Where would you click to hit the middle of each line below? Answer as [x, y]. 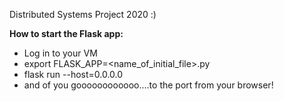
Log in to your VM [60, 53]
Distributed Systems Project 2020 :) [83, 14]
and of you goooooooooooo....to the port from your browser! [148, 85]
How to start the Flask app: [66, 33]
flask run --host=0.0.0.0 [73, 74]
